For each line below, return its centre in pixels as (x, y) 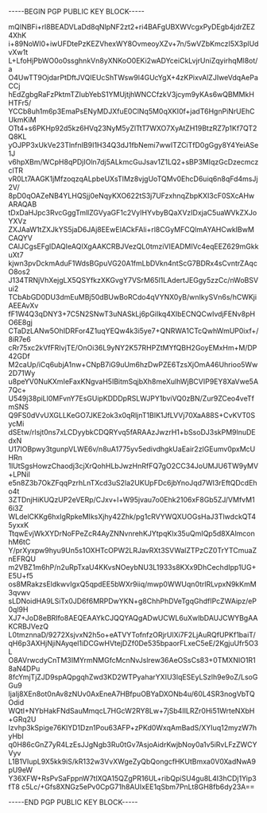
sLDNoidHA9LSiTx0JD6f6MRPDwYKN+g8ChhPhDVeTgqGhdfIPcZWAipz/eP (132, 601)
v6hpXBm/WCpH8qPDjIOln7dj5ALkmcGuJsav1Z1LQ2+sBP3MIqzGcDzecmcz (133, 162)
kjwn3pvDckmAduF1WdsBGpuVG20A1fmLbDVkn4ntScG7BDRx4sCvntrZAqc (133, 263)
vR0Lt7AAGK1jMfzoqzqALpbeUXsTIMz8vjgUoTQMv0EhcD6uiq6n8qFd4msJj (133, 179)
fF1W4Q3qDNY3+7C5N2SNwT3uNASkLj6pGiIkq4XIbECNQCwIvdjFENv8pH (132, 314)
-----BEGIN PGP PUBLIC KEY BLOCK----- (77, 12)
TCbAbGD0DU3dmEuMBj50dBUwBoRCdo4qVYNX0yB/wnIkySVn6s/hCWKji (132, 297)
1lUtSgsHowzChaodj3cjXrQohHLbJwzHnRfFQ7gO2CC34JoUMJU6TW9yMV (133, 466)
